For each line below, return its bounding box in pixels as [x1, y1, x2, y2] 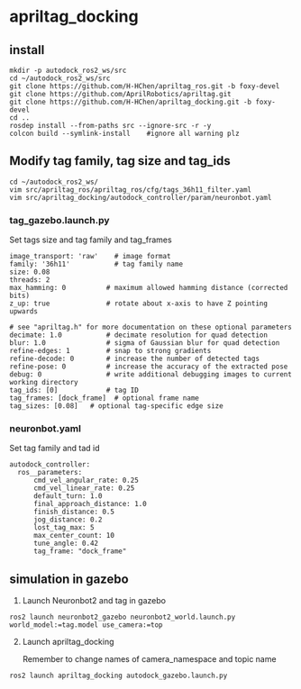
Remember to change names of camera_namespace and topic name [22, 654, 277, 665]
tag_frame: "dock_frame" [32, 547, 127, 556]
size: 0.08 [9, 267, 50, 277]
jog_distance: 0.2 [32, 515, 103, 524]
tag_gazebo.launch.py [9, 213, 110, 226]
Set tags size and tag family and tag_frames [9, 234, 173, 245]
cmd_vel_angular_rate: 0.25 [32, 476, 140, 485]
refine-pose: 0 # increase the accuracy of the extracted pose [9, 362, 288, 371]
